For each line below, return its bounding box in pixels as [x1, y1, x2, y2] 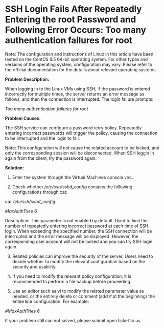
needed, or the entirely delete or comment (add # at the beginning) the [12, 293, 155, 299]
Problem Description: [5, 76, 49, 82]
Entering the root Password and [5, 14, 136, 25]
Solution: [5, 165, 24, 171]
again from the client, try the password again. [5, 155, 97, 161]
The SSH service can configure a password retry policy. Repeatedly [5, 124, 142, 131]
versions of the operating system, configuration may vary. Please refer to [5, 61, 153, 67]
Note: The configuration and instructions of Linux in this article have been [5, 51, 154, 57]
